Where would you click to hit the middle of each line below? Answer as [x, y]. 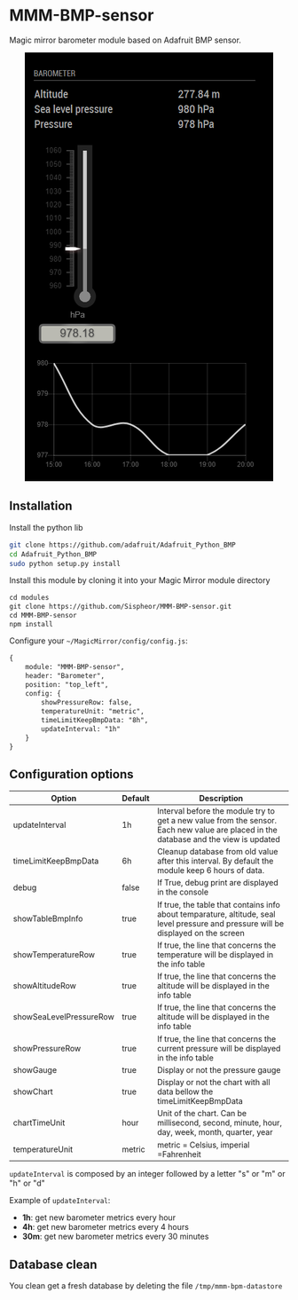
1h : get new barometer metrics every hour [98, 1217]
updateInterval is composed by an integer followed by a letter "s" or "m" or [147, 1174]
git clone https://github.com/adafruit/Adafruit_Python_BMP [123, 545]
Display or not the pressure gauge [219, 1069]
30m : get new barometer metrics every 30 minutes [115, 1237]
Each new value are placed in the [217, 830]
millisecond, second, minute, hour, [219, 1123]
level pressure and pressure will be [220, 923]
